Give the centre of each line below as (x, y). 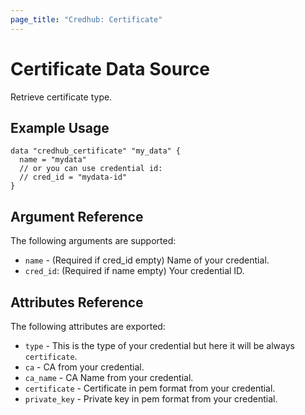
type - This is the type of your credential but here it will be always (159, 345)
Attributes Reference (77, 302)
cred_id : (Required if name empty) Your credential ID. (134, 271)
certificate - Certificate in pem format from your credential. (150, 388)
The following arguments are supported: (93, 241)
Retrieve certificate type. (61, 97)
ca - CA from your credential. (84, 367)
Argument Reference (77, 216)
